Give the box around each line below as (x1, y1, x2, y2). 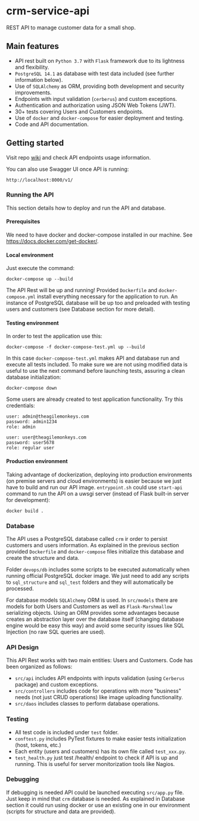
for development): (6, 496, 51, 503)
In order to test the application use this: (6, 333, 102, 340)
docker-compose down (6, 385, 58, 391)
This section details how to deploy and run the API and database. (6, 204, 166, 212)
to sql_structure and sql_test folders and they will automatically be (6, 578, 174, 586)
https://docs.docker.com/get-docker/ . (6, 238, 99, 245)
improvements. (14, 88, 52, 96)
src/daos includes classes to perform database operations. (14, 700, 160, 707)
